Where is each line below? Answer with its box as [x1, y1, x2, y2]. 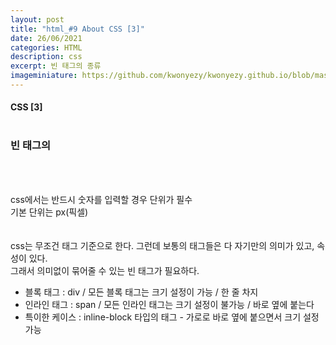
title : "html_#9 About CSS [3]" [10, 24, 145, 34]
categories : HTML [10, 42, 83, 53]
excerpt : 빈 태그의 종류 [10, 61, 102, 71]
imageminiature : [10, 71, 78, 81]
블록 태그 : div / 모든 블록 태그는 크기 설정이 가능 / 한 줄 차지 [24, 286, 259, 298]
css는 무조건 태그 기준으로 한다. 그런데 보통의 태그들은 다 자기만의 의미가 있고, [10, 239, 315, 251]
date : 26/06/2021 [10, 33, 83, 43]
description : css [10, 52, 83, 62]
